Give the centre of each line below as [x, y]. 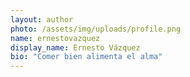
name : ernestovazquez [55, 38]
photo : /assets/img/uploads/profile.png [96, 29]
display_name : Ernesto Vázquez [75, 47]
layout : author [42, 19]
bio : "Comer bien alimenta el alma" [86, 57]
